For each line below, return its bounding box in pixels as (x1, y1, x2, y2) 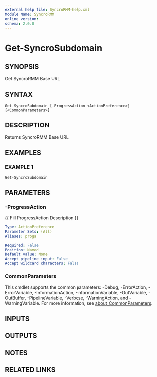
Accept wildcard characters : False (5, 261, 79, 266)
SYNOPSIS (5, 62, 39, 71)
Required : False (5, 243, 39, 248)
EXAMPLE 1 (5, 164, 34, 171)
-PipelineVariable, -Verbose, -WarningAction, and (27, 295, 128, 301)
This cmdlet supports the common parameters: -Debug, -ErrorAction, (5, 284, 148, 290)
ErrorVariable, (5, 289, 34, 295)
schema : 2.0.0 (5, 21, 35, 26)
